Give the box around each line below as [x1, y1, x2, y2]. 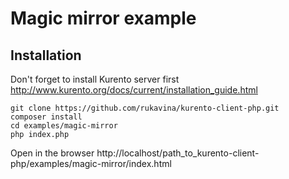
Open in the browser [10, 147, 95, 159]
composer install [10, 112, 83, 122]
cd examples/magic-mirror [10, 121, 118, 131]
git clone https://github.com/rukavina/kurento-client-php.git [10, 103, 280, 113]
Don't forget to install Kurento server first [10, 73, 180, 85]
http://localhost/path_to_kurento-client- [96, 147, 260, 159]
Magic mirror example [10, 7, 197, 30]
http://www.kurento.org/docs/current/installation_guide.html [10, 84, 258, 96]
